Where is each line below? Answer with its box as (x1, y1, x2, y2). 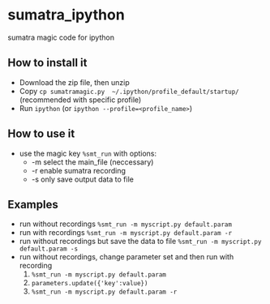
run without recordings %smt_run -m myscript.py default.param (19, 219, 233, 229)
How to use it (7, 127, 75, 141)
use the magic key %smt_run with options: (19, 148, 157, 158)
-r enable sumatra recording (31, 165, 126, 175)
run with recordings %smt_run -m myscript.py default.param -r (19, 228, 233, 238)
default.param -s (19, 245, 79, 253)
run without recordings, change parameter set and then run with (19, 252, 234, 262)
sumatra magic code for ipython (7, 32, 115, 42)
